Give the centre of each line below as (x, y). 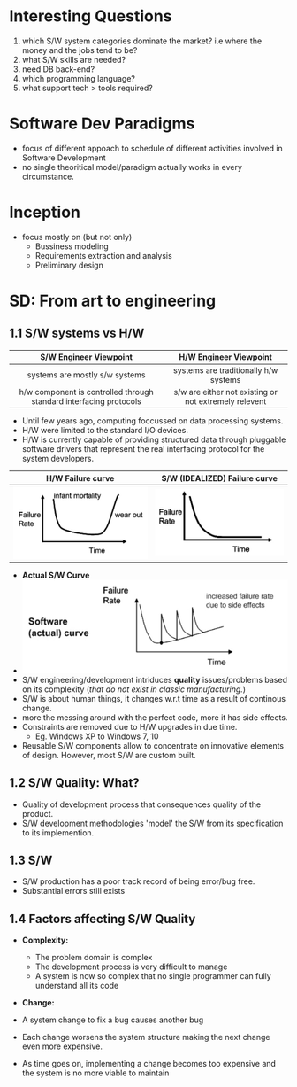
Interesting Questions (91, 16)
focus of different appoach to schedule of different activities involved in (152, 148)
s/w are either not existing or (226, 392)
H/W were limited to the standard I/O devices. (105, 431)
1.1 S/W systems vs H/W (77, 334)
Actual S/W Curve (56, 575)
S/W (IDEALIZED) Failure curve (220, 478)
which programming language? (78, 78)
